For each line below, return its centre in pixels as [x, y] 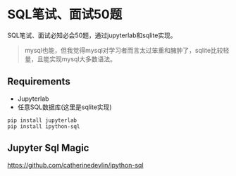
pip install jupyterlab [42, 120]
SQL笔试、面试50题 [65, 14]
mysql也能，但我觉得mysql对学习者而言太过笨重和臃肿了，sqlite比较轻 [127, 50]
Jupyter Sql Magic [48, 148]
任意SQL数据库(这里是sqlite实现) [64, 107]
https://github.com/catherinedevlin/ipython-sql [75, 165]
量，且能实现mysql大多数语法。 [70, 59]
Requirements [39, 82]
